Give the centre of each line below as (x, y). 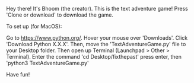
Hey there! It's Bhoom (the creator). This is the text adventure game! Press (97, 9)
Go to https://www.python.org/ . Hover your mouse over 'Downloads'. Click (97, 38)
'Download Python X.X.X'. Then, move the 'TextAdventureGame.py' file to (96, 44)
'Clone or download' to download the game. (60, 15)
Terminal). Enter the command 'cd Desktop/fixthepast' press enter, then (94, 57)
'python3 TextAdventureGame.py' (47, 63)
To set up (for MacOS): (34, 26)
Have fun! (18, 74)
